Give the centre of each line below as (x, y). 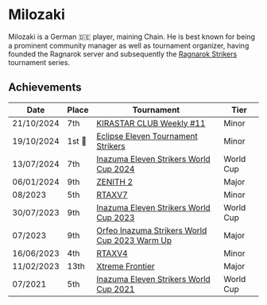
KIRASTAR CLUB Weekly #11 (151, 123)
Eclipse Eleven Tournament (147, 136)
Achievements (45, 88)
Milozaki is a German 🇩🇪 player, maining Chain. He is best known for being (132, 37)
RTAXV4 (112, 253)
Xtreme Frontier (126, 266)
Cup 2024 (116, 168)
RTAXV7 (112, 195)
